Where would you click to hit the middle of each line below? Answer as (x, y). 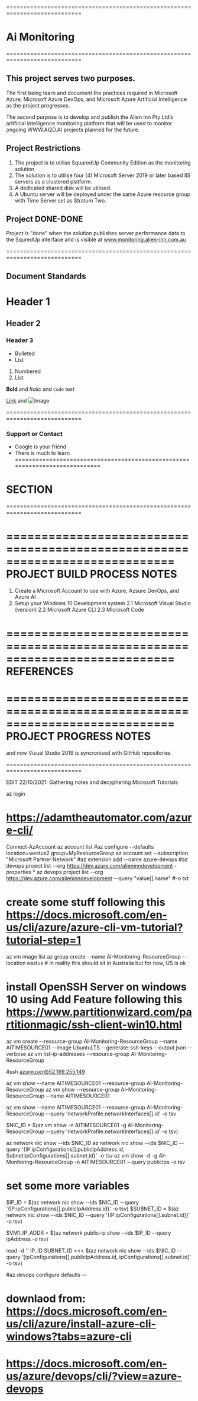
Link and (17, 400)
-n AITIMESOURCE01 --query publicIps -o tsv (130, 1162)
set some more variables (68, 1186)
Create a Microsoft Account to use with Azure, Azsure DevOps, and (97, 590)
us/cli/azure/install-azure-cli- (81, 1323)
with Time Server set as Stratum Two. (60, 200)
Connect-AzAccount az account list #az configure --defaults (80, 846)
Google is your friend (40, 447)
